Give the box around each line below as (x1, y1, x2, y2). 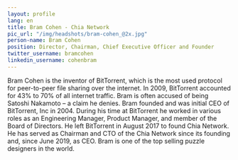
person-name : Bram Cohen (7, 37, 81, 44)
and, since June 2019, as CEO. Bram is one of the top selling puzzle (7, 137, 205, 145)
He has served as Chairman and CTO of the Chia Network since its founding (7, 129, 231, 137)
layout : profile (7, 10, 55, 18)
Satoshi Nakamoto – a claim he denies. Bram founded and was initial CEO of (7, 99, 229, 107)
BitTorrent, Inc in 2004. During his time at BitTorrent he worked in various (7, 106, 222, 114)
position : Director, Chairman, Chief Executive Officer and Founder (7, 43, 215, 50)
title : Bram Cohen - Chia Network (7, 23, 110, 31)
